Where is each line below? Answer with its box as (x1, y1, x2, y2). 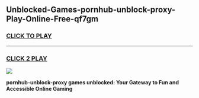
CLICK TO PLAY (6, 32, 52, 40)
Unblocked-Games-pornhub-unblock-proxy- (6, 5, 176, 15)
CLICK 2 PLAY (6, 54, 47, 62)
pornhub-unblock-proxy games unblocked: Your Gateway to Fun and (6, 78, 179, 86)
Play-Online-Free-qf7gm (6, 14, 99, 24)
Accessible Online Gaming (6, 85, 73, 92)
